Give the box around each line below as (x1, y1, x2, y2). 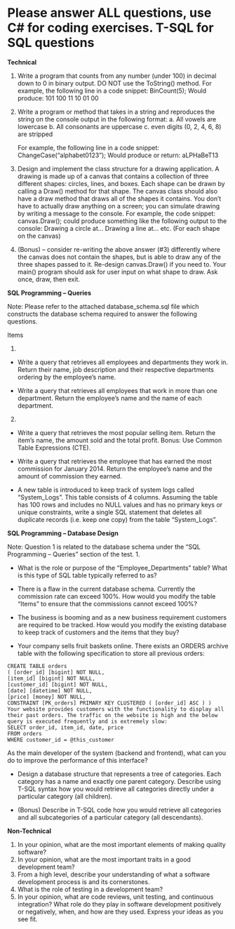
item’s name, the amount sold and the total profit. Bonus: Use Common (17, 436, 222, 444)
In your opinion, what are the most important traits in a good (17, 855, 192, 864)
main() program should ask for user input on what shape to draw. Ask (17, 267, 218, 276)
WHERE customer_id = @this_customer (7, 736, 114, 743)
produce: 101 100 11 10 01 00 (17, 93, 100, 102)
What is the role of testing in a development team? (17, 885, 163, 893)
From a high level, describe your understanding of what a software (17, 870, 210, 878)
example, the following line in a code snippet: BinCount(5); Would (17, 86, 207, 95)
